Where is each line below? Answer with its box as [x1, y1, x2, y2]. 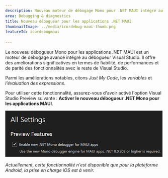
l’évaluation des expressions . [5, 80, 65, 86]
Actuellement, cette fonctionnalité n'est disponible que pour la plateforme [5, 162, 158, 168]
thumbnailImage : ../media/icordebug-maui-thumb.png [5, 24, 116, 29]
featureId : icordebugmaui [5, 29, 59, 35]
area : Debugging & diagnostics [5, 13, 71, 19]
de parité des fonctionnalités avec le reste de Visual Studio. [5, 65, 128, 71]
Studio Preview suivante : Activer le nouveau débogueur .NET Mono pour [5, 96, 159, 101]
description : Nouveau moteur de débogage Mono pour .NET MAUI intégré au [5, 8, 163, 13]
